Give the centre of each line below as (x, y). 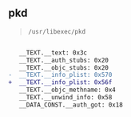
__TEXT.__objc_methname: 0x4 (67, 90)
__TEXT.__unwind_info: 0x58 (65, 98)
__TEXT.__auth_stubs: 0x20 (64, 60)
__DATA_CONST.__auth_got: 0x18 (71, 105)
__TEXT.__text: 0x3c (53, 52)
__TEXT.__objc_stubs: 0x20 (64, 67)
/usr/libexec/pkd (57, 31)
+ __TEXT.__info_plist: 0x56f (60, 83)
